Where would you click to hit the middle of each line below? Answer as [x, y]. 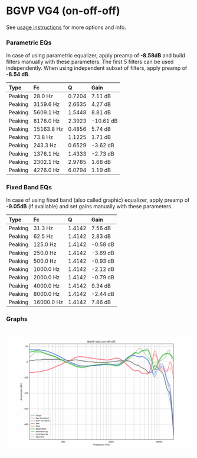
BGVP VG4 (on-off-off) [63, 11]
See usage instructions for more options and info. [66, 27]
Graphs [17, 319]
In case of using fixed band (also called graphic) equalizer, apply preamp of [98, 200]
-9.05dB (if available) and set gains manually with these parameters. [89, 207]
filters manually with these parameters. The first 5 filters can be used [90, 62]
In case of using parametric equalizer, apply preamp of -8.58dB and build [96, 56]
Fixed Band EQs [29, 187]
